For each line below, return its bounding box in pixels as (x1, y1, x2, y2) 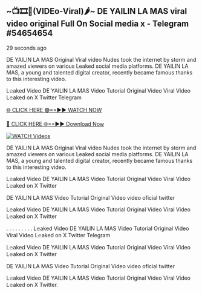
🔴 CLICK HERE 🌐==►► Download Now (6, 120, 105, 127)
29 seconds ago (6, 44, 47, 51)
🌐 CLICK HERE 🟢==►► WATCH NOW (6, 106, 102, 113)
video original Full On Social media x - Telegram (6, 19, 189, 29)
